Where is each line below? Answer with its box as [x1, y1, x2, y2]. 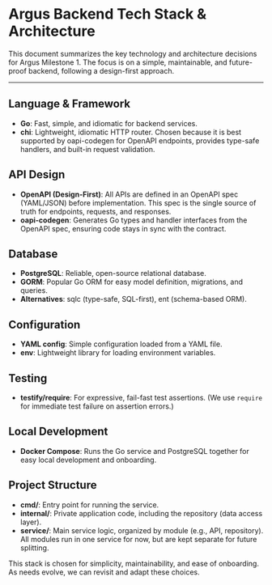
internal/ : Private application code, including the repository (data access [19, 508, 263, 518]
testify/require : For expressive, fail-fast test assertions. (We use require [19, 393, 263, 402]
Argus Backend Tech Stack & [8, 5, 207, 23]
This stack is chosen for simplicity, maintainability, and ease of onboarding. [8, 558, 259, 568]
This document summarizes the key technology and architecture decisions [8, 49, 257, 58]
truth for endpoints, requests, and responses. [19, 206, 172, 216]
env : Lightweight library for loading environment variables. [19, 348, 216, 358]
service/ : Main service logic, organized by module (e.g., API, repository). [19, 525, 264, 535]
